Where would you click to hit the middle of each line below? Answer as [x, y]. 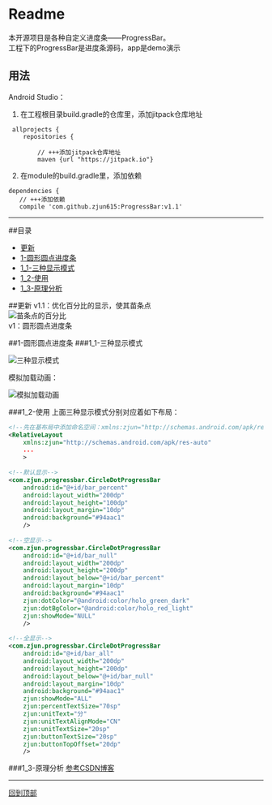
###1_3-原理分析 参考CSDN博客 [62, 768]
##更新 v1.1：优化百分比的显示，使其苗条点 [80, 305]
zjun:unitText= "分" [55, 714]
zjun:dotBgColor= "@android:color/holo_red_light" [108, 608]
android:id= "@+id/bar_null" [70, 555]
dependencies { [34, 191]
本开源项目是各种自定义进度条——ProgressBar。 [89, 37]
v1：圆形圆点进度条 [40, 325]
